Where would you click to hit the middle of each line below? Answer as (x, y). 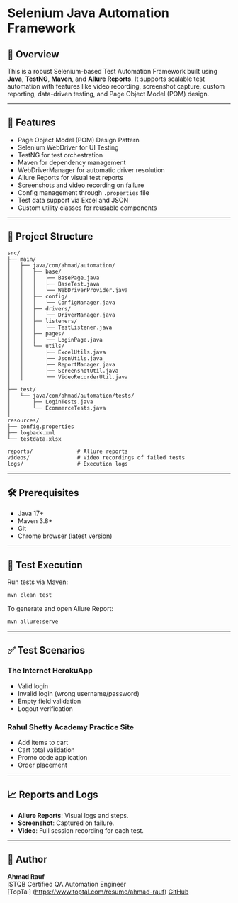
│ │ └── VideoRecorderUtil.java (68, 377)
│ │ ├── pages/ (36, 333)
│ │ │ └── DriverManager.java (61, 315)
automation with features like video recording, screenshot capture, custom (116, 86)
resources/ (23, 420)
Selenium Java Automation (89, 13)
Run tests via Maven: (38, 582)
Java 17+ (30, 514)
